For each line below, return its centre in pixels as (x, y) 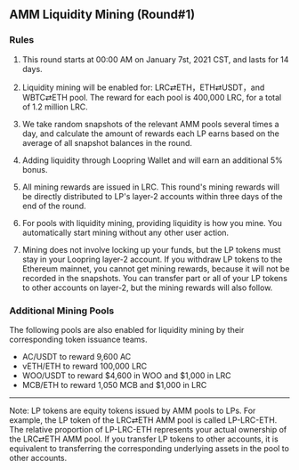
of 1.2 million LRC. (55, 107)
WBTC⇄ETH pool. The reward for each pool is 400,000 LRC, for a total (152, 97)
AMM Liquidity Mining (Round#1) (102, 15)
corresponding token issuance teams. (79, 339)
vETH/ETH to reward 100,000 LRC (85, 366)
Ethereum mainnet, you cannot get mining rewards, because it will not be (156, 268)
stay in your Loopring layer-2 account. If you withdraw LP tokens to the (152, 259)
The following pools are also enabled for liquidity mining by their (127, 329)
